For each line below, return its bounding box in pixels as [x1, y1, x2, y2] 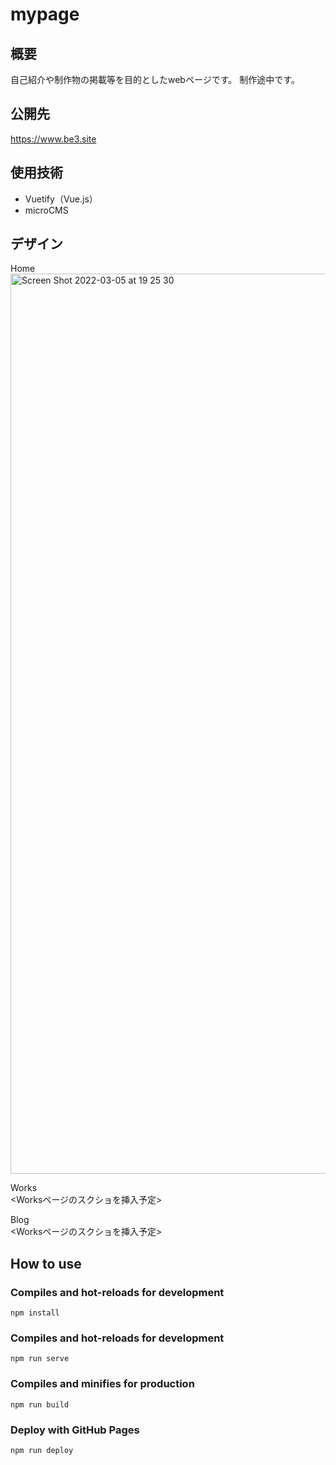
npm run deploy [10, 1446, 74, 1456]
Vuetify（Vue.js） [24, 193, 98, 205]
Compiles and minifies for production [10, 1377, 195, 1391]
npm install [10, 1308, 60, 1318]
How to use [10, 1255, 82, 1272]
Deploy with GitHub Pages [10, 1423, 140, 1437]
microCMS [24, 204, 69, 216]
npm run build [10, 1399, 70, 1410]
